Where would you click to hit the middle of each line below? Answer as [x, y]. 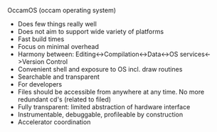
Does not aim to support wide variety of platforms [91, 32]
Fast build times [41, 39]
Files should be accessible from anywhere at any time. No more [111, 92]
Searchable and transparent [58, 77]
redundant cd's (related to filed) [64, 99]
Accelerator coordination [54, 122]
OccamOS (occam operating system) [62, 10]
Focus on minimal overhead [58, 46]
